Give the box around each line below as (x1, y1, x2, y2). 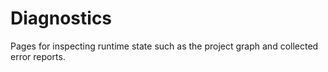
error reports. (10, 50, 66, 62)
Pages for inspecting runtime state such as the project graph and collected (10, 40, 319, 52)
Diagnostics (10, 7, 113, 30)
